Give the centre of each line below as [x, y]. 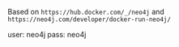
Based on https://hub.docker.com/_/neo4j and [86, 12]
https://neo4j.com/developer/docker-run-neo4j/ [89, 19]
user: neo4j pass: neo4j [47, 34]
